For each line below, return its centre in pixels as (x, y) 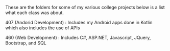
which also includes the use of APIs (43, 28)
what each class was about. (34, 13)
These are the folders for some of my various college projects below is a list (85, 7)
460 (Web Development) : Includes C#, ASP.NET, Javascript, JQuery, (78, 38)
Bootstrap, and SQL (26, 43)
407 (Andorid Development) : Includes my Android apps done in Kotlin (79, 22)
